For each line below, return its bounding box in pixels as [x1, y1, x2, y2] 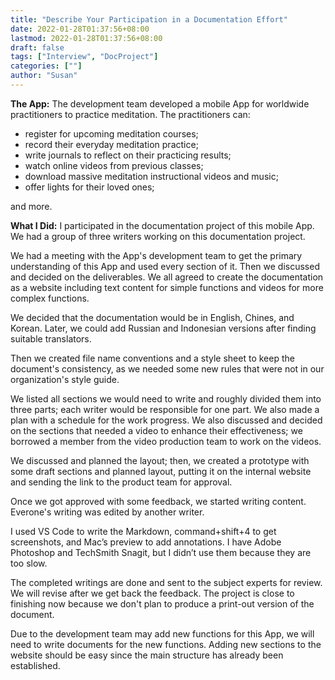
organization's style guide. [10, 373, 120, 385]
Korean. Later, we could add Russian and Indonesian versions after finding [10, 322, 317, 334]
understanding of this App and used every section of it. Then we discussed [10, 260, 320, 272]
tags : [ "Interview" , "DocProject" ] [10, 52, 159, 62]
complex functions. [10, 292, 90, 304]
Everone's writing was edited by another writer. [10, 506, 205, 518]
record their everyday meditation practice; [24, 138, 199, 150]
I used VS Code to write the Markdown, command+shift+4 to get [10, 525, 277, 537]
